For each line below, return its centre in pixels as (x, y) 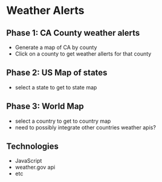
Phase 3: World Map (45, 106)
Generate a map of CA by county (56, 47)
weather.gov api (35, 167)
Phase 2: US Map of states (57, 73)
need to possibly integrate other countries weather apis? (85, 127)
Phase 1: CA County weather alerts (73, 33)
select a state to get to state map (56, 87)
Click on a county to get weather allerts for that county (83, 54)
